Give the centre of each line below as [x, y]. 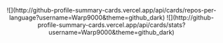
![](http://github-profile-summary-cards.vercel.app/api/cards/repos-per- [111, 10]
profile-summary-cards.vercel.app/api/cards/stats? [111, 25]
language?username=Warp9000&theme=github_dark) [87, 17]
